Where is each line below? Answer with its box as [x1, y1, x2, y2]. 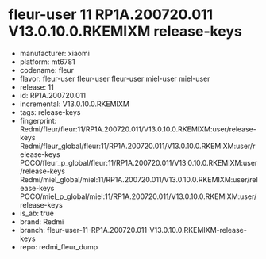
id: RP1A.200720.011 [19, 90, 86, 100]
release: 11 [19, 82, 54, 92]
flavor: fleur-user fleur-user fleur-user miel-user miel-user [19, 74, 210, 83]
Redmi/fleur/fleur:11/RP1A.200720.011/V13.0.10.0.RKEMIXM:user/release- [19, 124, 256, 134]
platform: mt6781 [19, 57, 75, 67]
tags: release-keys [19, 107, 81, 116]
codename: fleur [19, 65, 74, 74]
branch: [19, 225, 46, 234]
